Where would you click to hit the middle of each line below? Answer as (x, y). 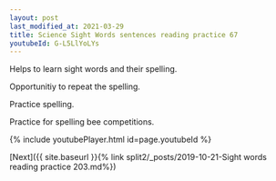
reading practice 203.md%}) (63, 167)
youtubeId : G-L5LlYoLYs (55, 43)
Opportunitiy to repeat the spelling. (75, 86)
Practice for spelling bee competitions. (82, 122)
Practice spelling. (42, 105)
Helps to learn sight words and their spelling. (93, 69)
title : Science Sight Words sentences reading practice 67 (124, 35)
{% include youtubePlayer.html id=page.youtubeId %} (111, 140)
